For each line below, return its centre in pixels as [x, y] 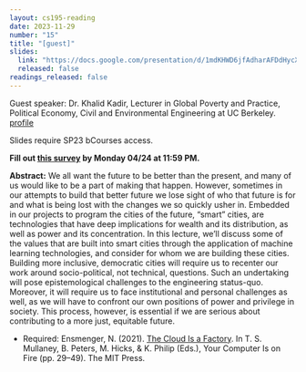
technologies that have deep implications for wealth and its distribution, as [149, 223]
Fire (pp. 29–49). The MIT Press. [84, 357]
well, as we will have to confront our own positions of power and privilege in [152, 301]
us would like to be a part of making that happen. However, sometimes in [146, 185]
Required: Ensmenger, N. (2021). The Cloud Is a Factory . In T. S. [142, 338]
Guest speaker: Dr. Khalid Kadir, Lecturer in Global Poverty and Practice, [145, 103]
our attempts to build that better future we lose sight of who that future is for [153, 195]
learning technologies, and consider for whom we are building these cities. [149, 253]
